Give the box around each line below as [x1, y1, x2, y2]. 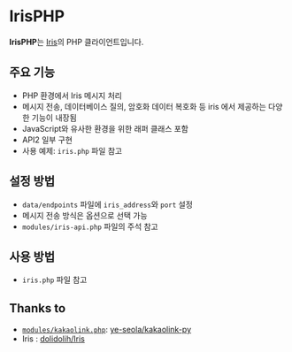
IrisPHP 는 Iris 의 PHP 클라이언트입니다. [9, 36, 144, 47]
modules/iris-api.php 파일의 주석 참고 [21, 221, 158, 232]
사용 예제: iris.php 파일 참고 [21, 145, 122, 156]
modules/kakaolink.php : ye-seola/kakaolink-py [21, 325, 192, 335]
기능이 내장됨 [31, 112, 77, 123]
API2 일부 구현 [21, 134, 73, 145]
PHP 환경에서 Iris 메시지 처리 [21, 90, 122, 101]
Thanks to [9, 301, 66, 316]
